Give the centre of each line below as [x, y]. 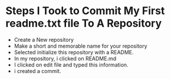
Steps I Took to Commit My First [85, 11]
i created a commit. [37, 71]
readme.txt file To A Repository [84, 23]
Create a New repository [44, 39]
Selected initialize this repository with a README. [74, 52]
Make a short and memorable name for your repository [81, 46]
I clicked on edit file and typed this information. [71, 65]
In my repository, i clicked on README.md [65, 58]
